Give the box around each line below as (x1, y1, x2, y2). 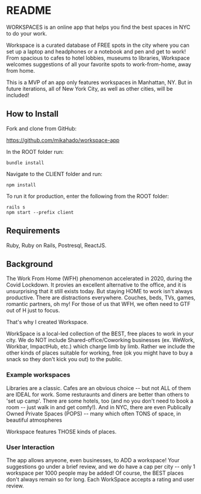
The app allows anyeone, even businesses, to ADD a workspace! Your (6, 456, 180, 463)
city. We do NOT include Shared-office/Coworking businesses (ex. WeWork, (6, 337, 195, 344)
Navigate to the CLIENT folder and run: (6, 170, 103, 177)
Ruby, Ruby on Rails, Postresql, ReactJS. (6, 242, 107, 249)
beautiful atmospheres (6, 416, 62, 424)
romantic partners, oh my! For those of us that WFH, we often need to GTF (6, 300, 191, 308)
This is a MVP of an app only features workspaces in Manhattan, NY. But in (6, 79, 193, 86)
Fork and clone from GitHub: (6, 124, 77, 132)
